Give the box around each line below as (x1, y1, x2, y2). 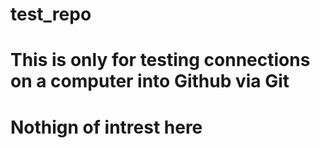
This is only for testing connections (10, 49, 311, 72)
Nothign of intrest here (10, 116, 203, 138)
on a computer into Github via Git (10, 70, 290, 93)
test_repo (10, 3, 92, 26)
